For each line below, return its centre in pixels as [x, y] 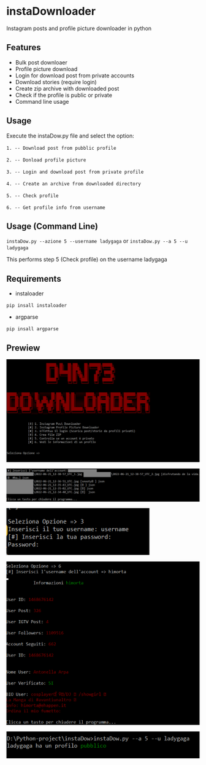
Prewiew [23, 348]
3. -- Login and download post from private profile [75, 172]
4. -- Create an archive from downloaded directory [74, 184]
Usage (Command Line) [52, 226]
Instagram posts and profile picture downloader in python [79, 28]
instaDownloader [51, 11]
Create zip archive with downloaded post [67, 88]
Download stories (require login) [56, 82]
